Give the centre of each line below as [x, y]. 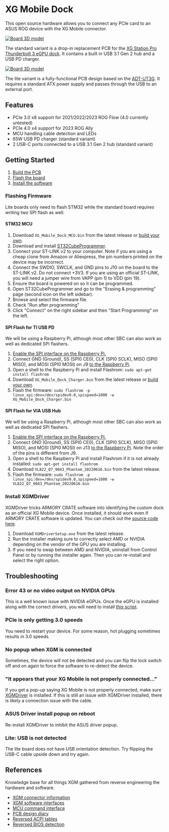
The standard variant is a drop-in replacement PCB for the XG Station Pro [81, 48]
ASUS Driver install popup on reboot [50, 714]
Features [19, 105]
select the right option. [36, 560]
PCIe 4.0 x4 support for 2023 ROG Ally [53, 128]
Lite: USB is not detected [36, 738]
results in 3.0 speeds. [27, 636]
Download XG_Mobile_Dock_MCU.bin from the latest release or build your [86, 235]
